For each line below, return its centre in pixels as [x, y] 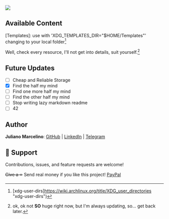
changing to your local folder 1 [36, 41]
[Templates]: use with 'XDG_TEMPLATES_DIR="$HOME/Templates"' [76, 35]
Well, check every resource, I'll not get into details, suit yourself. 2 [72, 52]
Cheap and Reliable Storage [41, 80]
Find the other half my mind [41, 97]
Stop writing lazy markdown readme [50, 103]
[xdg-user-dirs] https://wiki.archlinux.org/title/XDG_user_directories [82, 191]
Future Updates [30, 68]
